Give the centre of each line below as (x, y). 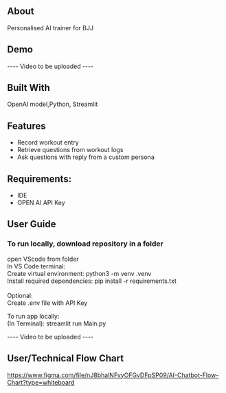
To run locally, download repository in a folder (85, 244)
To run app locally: (33, 316)
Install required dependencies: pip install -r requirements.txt (92, 281)
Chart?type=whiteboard (41, 382)
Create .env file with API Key (47, 303)
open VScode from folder (43, 259)
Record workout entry (48, 142)
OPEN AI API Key (41, 203)
